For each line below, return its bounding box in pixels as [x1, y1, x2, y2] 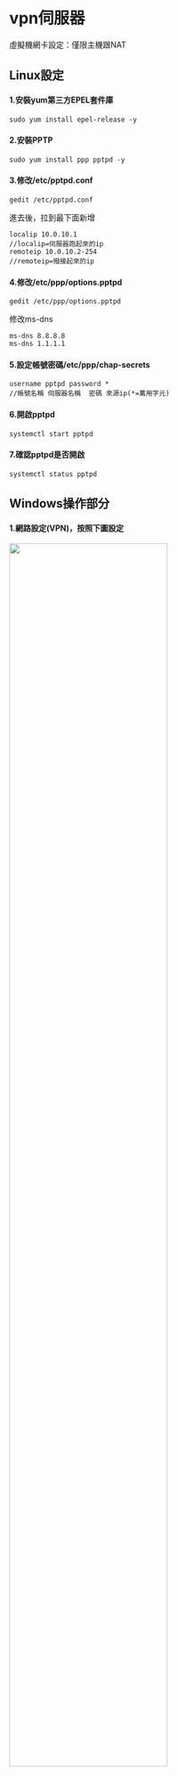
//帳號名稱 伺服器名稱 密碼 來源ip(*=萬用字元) [9, 389, 171, 398]
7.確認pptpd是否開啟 [9, 450, 85, 460]
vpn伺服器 [9, 8, 85, 29]
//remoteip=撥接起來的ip [9, 256, 95, 266]
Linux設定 [9, 68, 64, 83]
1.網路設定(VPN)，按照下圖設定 [9, 523, 125, 533]
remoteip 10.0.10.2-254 [9, 247, 98, 256]
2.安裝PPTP [9, 135, 53, 145]
